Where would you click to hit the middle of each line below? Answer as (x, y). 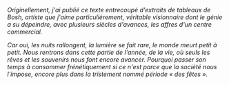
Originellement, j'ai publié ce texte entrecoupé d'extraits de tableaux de (109, 10)
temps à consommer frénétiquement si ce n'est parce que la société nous (112, 67)
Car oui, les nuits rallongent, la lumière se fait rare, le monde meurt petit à (112, 45)
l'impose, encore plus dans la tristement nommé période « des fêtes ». (108, 74)
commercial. (25, 32)
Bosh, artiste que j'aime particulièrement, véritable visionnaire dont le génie (115, 17)
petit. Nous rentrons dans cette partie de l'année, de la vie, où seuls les (109, 52)
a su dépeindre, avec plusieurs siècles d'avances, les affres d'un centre (110, 24)
